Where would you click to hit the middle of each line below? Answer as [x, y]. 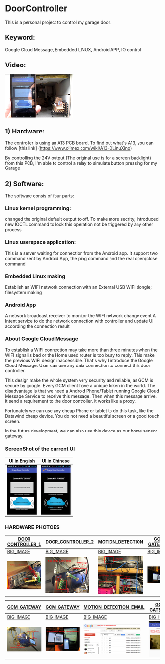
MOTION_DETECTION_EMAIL [114, 607]
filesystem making [24, 292]
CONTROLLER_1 [24, 544]
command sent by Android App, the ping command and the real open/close [81, 258]
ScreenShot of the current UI [40, 449]
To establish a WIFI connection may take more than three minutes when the [82, 350]
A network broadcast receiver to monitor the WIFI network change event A [81, 316]
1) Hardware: [25, 131]
